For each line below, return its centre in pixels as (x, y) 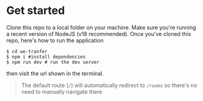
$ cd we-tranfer (27, 51)
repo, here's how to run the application (55, 40)
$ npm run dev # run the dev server (53, 62)
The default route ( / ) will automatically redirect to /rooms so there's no (109, 85)
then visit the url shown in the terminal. (55, 73)
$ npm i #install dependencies (46, 57)
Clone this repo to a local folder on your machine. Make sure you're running (101, 27)
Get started (36, 11)
